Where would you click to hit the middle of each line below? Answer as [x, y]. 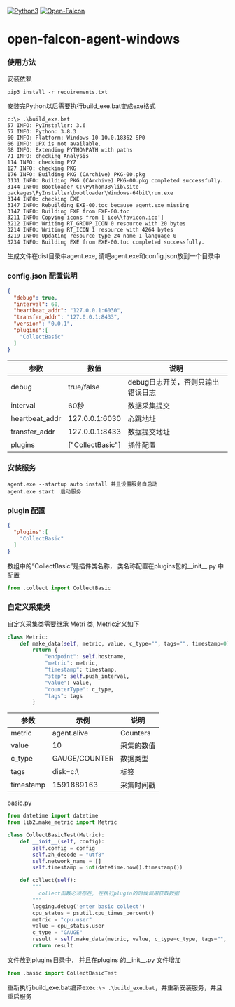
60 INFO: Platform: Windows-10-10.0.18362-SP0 [76, 138]
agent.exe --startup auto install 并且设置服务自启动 [83, 484]
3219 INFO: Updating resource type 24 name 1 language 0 [92, 236]
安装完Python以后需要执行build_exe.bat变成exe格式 [81, 106]
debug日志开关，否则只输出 [173, 382]
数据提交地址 [149, 432]
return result [53, 946]
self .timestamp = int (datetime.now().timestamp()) [108, 868]
